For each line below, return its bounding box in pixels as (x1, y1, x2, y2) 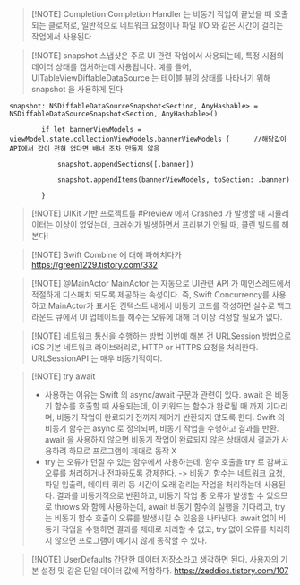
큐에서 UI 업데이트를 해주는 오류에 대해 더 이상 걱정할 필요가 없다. (55, 312, 283, 322)
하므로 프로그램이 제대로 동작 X (68, 445, 177, 456)
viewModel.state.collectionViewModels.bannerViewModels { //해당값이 (9, 134, 287, 143)
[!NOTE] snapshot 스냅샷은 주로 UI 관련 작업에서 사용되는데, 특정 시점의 (30, 50, 285, 61)
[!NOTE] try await (30, 371, 96, 382)
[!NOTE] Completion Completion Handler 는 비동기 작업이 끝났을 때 (30, 9, 272, 19)
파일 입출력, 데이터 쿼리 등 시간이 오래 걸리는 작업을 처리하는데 (44, 479, 262, 489)
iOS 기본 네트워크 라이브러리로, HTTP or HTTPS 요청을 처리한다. (30, 342, 259, 352)
